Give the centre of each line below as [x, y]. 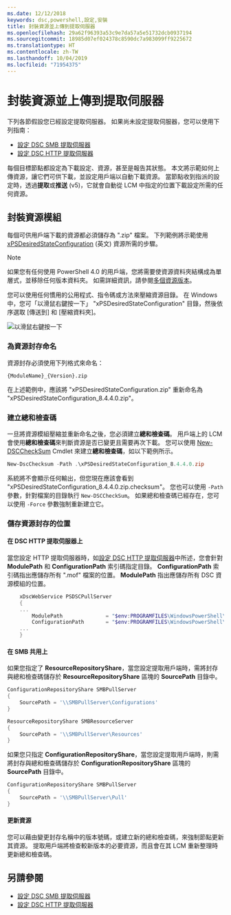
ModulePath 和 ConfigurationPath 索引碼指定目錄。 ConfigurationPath [109, 566]
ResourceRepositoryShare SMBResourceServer [70, 721]
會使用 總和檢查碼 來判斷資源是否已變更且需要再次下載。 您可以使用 [101, 442]
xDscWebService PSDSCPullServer [66, 596]
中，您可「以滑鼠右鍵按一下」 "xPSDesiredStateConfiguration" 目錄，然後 [112, 304]
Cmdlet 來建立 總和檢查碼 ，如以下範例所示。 [115, 451]
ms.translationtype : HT [41, 45]
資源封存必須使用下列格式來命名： [55, 363]
